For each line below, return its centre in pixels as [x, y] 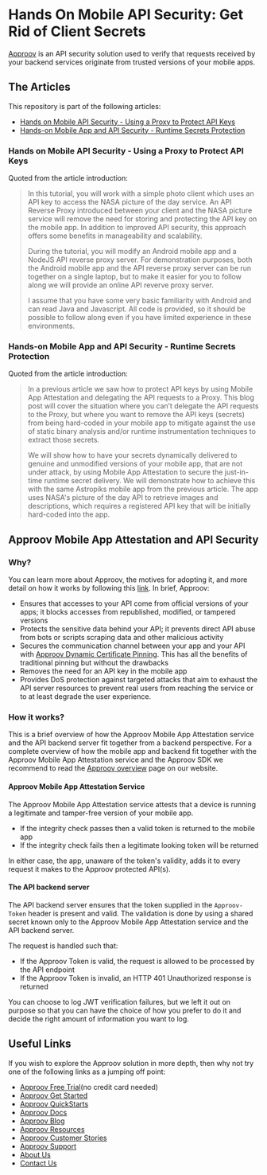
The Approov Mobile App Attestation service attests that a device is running [132, 804]
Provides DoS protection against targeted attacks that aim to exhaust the [139, 680]
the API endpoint [47, 970]
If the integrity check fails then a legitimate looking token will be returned [139, 845]
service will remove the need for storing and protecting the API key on [142, 219]
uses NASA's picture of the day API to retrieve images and [123, 498]
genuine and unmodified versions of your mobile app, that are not [135, 464]
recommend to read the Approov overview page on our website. [113, 768]
